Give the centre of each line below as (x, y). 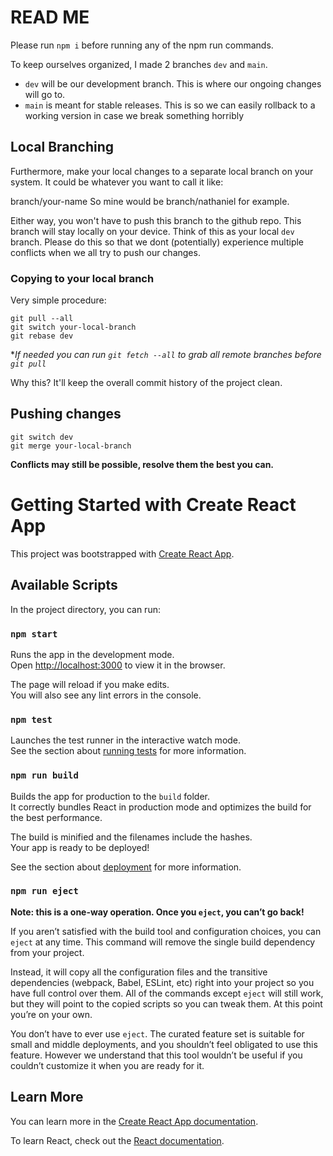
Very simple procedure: (58, 300)
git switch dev (42, 437)
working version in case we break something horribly (134, 115)
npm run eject (44, 891)
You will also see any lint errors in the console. (106, 695)
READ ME (50, 17)
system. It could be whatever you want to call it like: (117, 182)
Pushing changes (66, 414)
